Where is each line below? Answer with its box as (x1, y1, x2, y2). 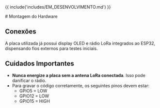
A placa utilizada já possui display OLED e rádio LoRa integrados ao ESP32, (5, 40, 156, 46)
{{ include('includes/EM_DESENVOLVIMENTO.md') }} (5, 4, 111, 10)
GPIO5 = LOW (19, 88, 48, 93)
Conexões (5, 28, 36, 36)
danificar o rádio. (12, 77, 47, 83)
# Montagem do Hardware (5, 14, 58, 19)
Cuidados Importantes (5, 60, 74, 68)
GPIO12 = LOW (19, 93, 49, 99)
